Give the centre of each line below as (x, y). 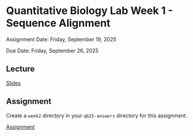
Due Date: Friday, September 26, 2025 (52, 50)
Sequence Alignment (58, 23)
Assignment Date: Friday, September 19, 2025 (61, 39)
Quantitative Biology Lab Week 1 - (90, 11)
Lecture (20, 69)
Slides (13, 83)
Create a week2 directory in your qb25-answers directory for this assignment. (97, 116)
